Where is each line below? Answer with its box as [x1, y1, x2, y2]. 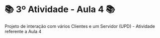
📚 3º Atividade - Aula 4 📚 [4, 4, 115, 15]
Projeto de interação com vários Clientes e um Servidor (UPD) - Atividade [4, 23, 155, 29]
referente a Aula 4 [4, 28, 42, 34]
